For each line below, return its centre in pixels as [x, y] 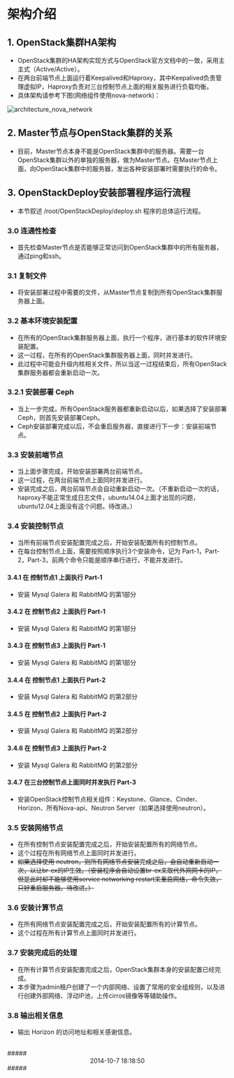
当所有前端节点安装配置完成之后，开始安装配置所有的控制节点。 [109, 543]
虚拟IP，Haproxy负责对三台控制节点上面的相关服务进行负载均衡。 [118, 87]
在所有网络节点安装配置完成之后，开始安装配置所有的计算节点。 [109, 924]
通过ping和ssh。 [41, 256]
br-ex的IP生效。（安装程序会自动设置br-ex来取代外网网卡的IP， [132, 871]
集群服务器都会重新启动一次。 [60, 372]
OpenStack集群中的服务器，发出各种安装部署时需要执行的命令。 [129, 168]
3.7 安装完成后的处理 [42, 953]
